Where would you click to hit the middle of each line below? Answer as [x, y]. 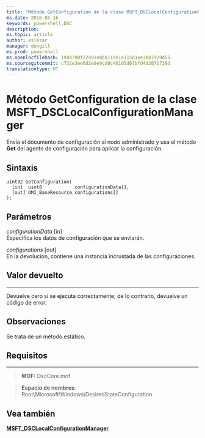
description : [23, 29]
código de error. [27, 302]
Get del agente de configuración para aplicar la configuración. [85, 149]
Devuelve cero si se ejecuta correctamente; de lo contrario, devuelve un [97, 296]
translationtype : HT [33, 69]
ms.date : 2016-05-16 [33, 18]
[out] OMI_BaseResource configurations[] [65, 193]
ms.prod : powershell [33, 52]
